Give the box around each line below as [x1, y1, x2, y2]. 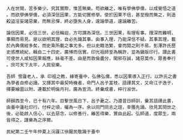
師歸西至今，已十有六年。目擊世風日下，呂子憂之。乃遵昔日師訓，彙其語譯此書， [6, 98, 176, 104]
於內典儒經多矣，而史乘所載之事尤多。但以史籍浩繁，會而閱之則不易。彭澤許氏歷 [6, 43, 176, 49]
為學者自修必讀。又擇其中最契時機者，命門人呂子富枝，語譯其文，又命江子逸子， [6, 80, 176, 86]
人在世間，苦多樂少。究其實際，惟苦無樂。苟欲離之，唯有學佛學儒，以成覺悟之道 [6, 5, 176, 11]
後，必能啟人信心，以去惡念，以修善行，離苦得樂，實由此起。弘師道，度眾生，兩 [6, 111, 176, 117]
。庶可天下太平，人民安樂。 [6, 62, 65, 68]
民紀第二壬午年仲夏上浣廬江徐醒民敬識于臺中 [6, 129, 100, 135]
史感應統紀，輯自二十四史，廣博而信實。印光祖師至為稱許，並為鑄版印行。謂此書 [6, 49, 176, 55]
